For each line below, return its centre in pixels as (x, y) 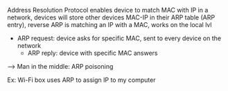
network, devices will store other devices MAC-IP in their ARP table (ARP (111, 17)
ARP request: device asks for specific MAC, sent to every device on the (119, 38)
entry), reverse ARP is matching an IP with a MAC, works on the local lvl (109, 25)
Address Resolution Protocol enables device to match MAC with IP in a (108, 10)
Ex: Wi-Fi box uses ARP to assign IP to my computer (81, 80)
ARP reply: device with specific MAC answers (93, 53)
